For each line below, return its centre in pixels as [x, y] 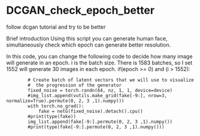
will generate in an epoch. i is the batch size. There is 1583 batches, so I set [99, 63]
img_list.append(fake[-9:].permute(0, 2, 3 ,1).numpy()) [100, 122]
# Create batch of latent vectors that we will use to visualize [111, 80]
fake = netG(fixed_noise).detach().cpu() [91, 111]
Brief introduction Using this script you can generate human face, [87, 38]
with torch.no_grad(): [56, 106]
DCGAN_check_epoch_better [80, 10]
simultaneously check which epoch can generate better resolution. [89, 45]
